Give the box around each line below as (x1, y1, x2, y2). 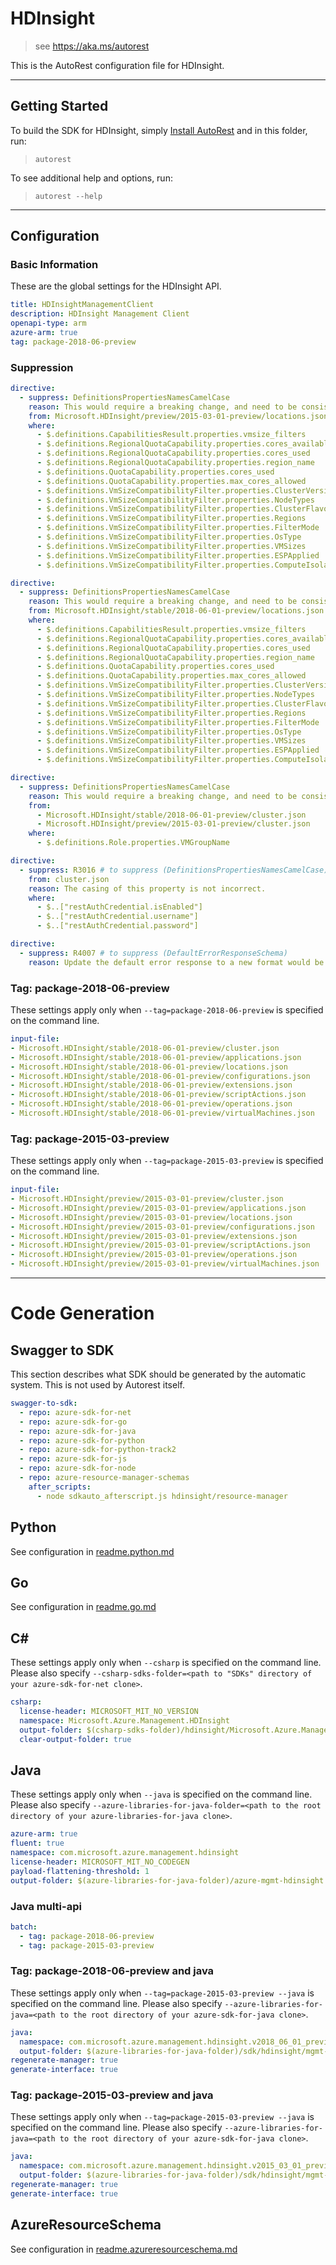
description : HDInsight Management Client (10, 309, 190, 319)
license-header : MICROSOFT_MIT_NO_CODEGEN (10, 1857, 190, 1867)
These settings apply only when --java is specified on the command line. (10, 1788, 313, 1801)
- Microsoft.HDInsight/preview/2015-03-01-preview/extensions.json (10, 1231, 298, 1241)
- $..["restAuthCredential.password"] (36, 921, 199, 931)
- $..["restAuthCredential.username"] (36, 912, 199, 922)
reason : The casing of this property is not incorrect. (28, 883, 267, 894)
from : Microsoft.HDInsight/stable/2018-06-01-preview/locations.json (28, 606, 325, 616)
